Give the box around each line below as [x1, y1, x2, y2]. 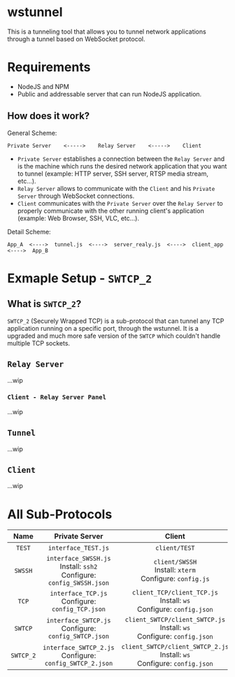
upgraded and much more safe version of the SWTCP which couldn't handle [7, 332, 221, 340]
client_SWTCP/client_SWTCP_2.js [121, 643, 229, 651]
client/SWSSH [153, 558, 197, 566]
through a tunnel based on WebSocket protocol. [7, 34, 145, 43]
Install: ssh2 [59, 562, 98, 571]
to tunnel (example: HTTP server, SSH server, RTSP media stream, [17, 169, 208, 178]
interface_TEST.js [48, 544, 110, 553]
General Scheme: [7, 129, 57, 137]
